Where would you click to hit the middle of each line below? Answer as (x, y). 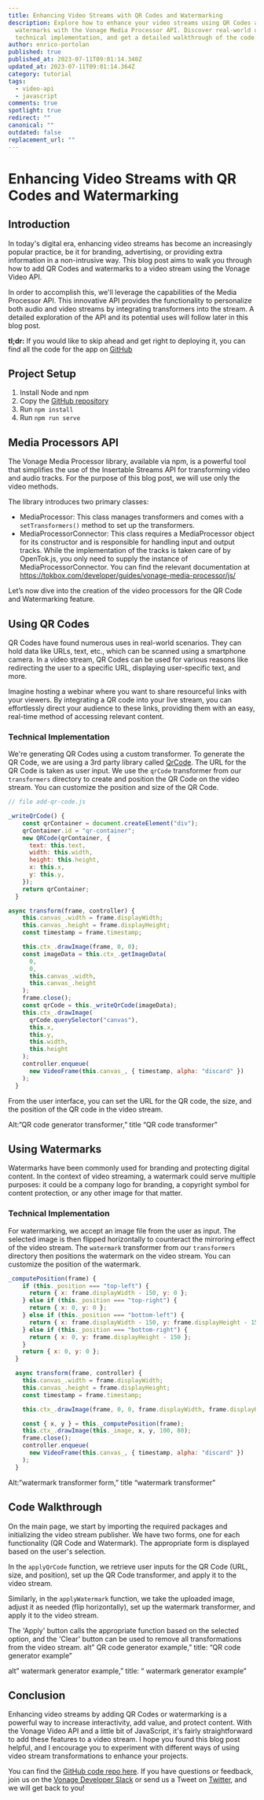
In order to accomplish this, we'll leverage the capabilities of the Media (123, 292)
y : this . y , (47, 875)
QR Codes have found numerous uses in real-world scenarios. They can (125, 643)
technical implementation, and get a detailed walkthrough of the (126, 37)
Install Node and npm (54, 393)
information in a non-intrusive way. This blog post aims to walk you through (130, 260)
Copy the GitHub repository (64, 401)
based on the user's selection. (57, 1551)
